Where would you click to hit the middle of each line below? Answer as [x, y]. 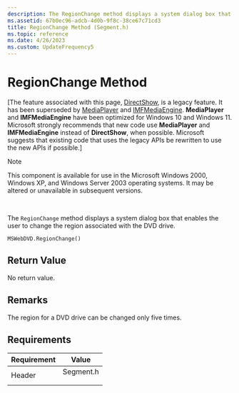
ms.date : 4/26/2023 [36, 41]
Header [24, 375]
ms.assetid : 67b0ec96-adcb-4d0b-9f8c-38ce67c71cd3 [84, 21]
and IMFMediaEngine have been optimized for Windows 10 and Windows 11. [120, 117]
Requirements [39, 340]
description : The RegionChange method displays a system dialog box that [119, 14]
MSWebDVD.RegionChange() [44, 239]
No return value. [31, 277]
